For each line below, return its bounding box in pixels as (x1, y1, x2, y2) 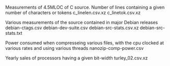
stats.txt (5, 30, 22, 36)
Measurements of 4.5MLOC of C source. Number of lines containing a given (5, 5, 165, 10)
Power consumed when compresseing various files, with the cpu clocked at (5, 40, 164, 46)
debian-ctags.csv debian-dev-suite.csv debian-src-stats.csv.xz (5, 25, 139, 31)
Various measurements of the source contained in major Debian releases (5, 20, 158, 25)
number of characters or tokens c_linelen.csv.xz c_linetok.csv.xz (5, 10, 141, 16)
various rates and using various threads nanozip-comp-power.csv (5, 45, 144, 51)
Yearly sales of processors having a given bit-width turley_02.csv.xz (5, 55, 148, 61)
